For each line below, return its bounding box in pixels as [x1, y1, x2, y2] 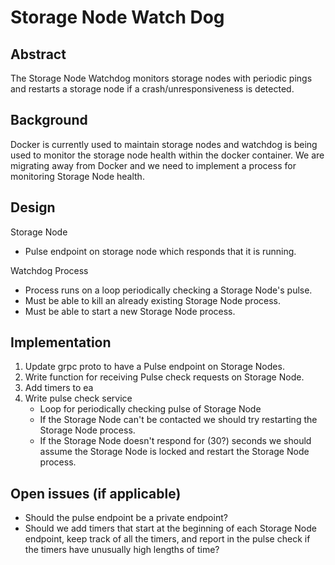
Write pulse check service [24, 392, 133, 405]
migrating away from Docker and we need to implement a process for [10, 159, 297, 171]
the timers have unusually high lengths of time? [24, 544, 220, 556]
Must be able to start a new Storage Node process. [24, 305, 236, 317]
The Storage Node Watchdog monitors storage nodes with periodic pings [10, 72, 313, 84]
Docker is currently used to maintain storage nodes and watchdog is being [10, 138, 318, 150]
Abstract [10, 46, 67, 63]
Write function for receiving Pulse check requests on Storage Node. [24, 371, 305, 383]
